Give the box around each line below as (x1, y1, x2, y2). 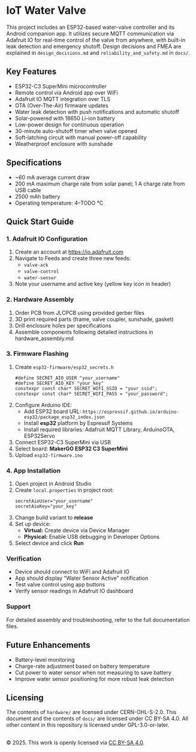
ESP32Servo (23, 432, 55, 440)
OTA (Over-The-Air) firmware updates (14, 102, 109, 109)
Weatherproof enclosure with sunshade (14, 140, 113, 148)
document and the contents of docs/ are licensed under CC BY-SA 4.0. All (6, 715, 189, 722)
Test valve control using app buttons (14, 581, 105, 588)
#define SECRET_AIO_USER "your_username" (14, 374, 120, 381)
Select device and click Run (14, 539, 84, 547)
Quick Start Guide (6, 216, 74, 226)
